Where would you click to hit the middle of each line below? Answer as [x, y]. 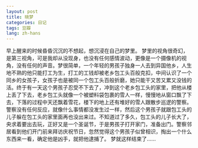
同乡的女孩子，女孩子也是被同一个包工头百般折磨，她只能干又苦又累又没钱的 [99, 80]
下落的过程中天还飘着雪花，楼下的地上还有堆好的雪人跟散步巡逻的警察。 [104, 102]
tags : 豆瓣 [19, 28]
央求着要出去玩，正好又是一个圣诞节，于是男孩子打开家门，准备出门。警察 [96, 125]
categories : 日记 [27, 22]
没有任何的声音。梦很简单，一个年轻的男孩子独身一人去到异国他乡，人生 [104, 66]
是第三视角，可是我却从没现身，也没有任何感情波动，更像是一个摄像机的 [94, 58]
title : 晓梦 [20, 17]
